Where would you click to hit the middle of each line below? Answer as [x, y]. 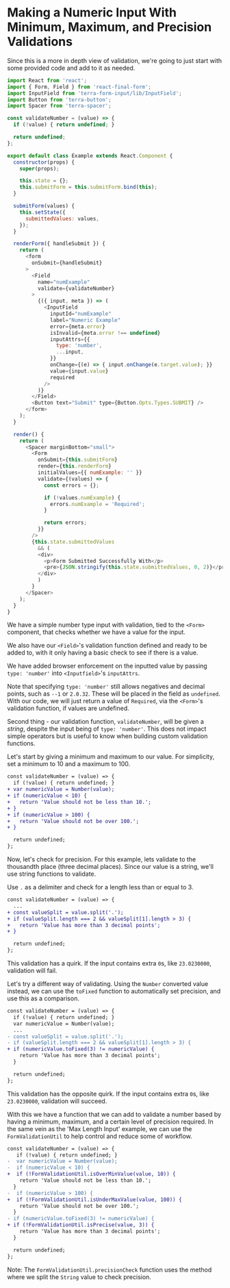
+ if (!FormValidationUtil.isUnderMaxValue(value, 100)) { [95, 1200]
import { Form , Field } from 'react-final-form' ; [79, 87]
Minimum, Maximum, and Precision [110, 27]
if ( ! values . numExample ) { [82, 498]
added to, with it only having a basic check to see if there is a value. [103, 653]
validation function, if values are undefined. [68, 708]
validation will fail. [32, 971]
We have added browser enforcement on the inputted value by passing [107, 666]
